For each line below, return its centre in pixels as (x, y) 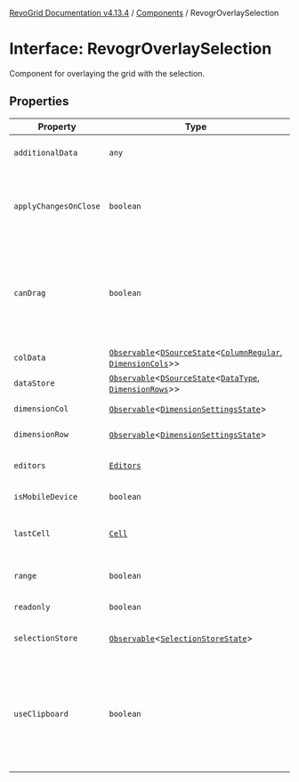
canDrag (30, 293)
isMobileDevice (46, 497)
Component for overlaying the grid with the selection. (107, 73)
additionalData (46, 152)
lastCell (32, 533)
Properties (39, 102)
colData (30, 357)
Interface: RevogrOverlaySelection (141, 49)
